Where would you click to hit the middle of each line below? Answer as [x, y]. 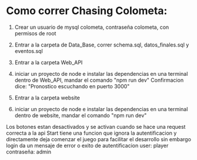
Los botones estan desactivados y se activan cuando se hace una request [96, 126]
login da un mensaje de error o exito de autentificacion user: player [87, 145]
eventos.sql [29, 51]
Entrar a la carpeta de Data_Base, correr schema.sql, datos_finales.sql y [102, 45]
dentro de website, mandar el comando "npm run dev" [81, 115]
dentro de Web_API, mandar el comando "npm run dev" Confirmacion [99, 80]
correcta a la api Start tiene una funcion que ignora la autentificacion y [91, 133]
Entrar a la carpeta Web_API [49, 62]
